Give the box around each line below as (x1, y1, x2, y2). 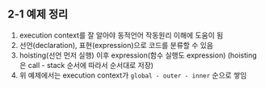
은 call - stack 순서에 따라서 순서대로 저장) (19, 60, 154, 70)
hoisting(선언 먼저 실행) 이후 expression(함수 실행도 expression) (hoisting (19, 50, 258, 60)
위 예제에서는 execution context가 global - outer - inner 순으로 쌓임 (19, 70, 247, 80)
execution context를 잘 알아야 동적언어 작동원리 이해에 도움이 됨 (19, 30, 224, 40)
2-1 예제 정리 (7, 7, 69, 22)
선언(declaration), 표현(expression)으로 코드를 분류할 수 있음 (19, 40, 213, 50)
